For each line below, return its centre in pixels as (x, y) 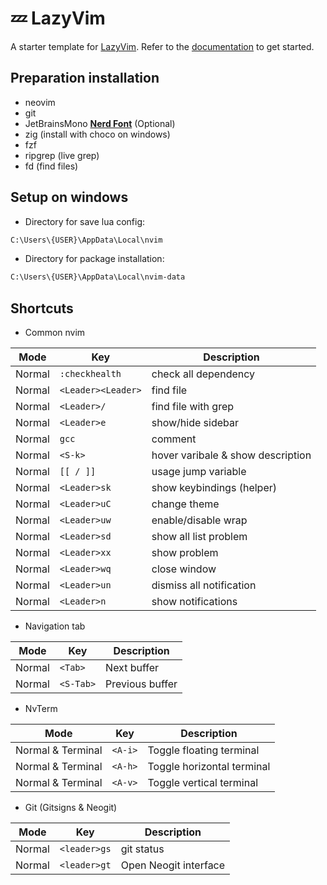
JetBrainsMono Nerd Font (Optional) (100, 123)
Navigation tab (55, 626)
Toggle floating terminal (203, 750)
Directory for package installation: (94, 259)
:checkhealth (90, 374)
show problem (185, 553)
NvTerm (41, 709)
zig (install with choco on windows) (97, 134)
